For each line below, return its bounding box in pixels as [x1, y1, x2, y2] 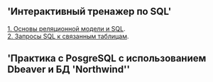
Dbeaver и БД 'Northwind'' [7, 64, 130, 76]
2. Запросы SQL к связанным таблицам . [7, 32, 129, 40]
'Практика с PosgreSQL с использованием [7, 52, 207, 64]
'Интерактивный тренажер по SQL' [7, 6, 172, 18]
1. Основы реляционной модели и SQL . [7, 24, 126, 33]
